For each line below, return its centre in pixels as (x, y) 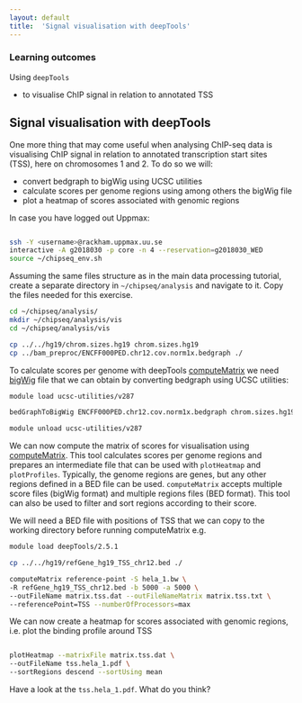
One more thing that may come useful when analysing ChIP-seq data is (141, 144)
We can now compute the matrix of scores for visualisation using (129, 446)
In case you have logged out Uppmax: (80, 218)
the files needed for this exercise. (71, 295)
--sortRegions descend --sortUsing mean (86, 672)
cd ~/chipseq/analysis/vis (60, 328)
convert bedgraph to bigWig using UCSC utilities (112, 181)
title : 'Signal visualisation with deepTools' (100, 26)
